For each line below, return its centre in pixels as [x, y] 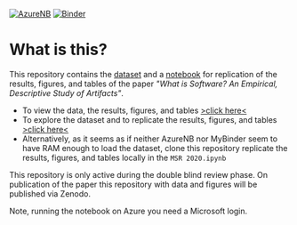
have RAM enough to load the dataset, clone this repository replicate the [155, 148]
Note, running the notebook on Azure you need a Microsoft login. [128, 211]
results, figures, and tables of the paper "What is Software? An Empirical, [144, 84]
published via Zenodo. [50, 193]
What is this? [59, 50]
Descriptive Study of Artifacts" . [67, 92]
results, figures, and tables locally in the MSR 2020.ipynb [124, 157]
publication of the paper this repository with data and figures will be [133, 184]
